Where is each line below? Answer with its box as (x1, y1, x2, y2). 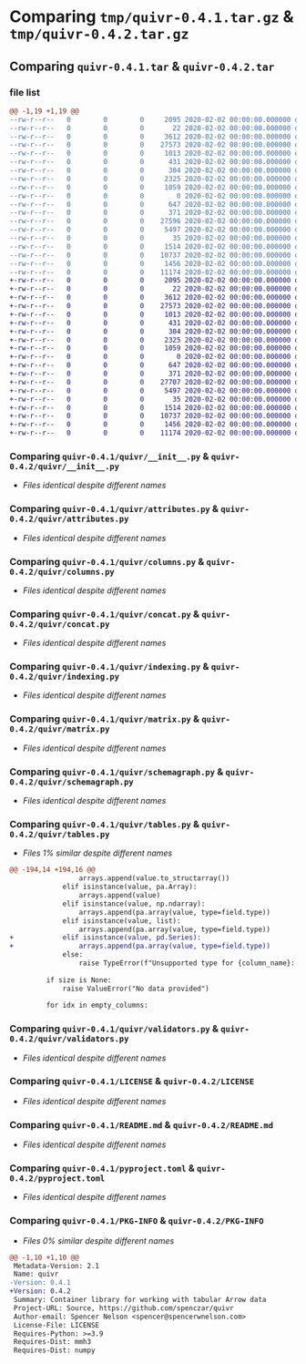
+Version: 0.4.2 (9, 1287, 71, 1296)
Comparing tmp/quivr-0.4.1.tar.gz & (9, 6, 294, 27)
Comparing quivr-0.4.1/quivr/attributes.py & (9, 503, 219, 516)
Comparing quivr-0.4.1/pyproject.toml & (9, 1162, 196, 1174)
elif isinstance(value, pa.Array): (62, 882, 198, 892)
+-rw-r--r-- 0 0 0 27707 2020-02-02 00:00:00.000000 (9, 377, 291, 386)
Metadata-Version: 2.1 (13, 1261, 100, 1270)
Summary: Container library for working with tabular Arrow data (13, 1296, 267, 1305)
